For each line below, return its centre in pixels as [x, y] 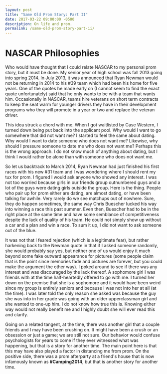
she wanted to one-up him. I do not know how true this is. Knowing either [81, 304]
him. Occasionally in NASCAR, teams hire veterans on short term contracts [82, 99]
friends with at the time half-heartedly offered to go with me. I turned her [80, 277]
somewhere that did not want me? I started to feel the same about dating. [81, 135]
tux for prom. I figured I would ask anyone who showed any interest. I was [81, 177]
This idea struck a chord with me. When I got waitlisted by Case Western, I [82, 125]
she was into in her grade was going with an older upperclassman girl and [81, 299]
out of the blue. [21, 231]
